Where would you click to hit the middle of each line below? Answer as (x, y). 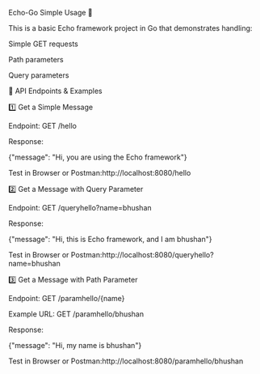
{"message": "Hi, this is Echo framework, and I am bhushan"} (110, 239)
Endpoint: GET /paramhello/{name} (67, 298)
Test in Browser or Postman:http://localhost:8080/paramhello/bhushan (126, 361)
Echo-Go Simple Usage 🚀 (50, 13)
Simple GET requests (43, 44)
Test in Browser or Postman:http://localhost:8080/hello (100, 173)
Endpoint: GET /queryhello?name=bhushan (80, 208)
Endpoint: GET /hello (42, 126)
